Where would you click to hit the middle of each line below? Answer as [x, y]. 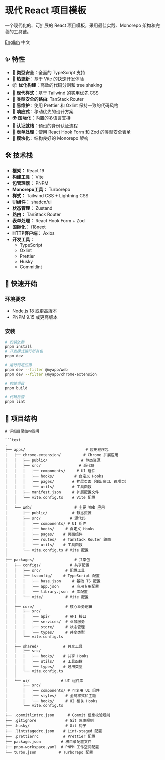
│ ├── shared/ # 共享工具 [44, 646]
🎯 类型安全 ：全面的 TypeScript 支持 [49, 72]
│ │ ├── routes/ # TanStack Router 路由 [58, 539]
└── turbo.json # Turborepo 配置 [49, 752]
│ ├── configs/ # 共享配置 [47, 565]
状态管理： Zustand [32, 208]
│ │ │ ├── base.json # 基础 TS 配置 [53, 581]
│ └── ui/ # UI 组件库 [44, 681]
